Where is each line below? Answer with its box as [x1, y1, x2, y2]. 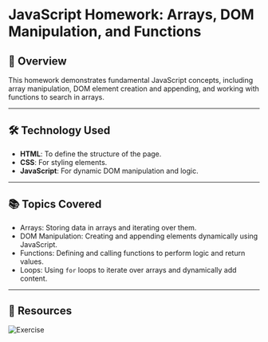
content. [19, 273, 48, 283]
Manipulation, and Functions [8, 22, 202, 41]
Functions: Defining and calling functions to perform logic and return [19, 248, 246, 257]
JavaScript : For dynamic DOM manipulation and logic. [19, 166, 199, 175]
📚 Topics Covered [8, 198, 102, 211]
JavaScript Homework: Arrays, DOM [8, 6, 254, 24]
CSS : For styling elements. [19, 157, 108, 167]
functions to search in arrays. [8, 92, 105, 101]
